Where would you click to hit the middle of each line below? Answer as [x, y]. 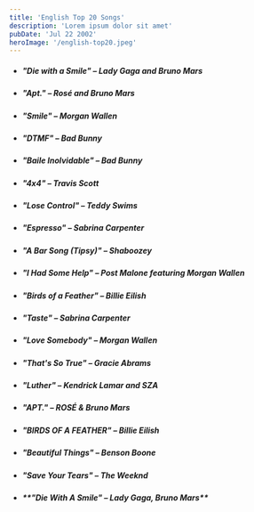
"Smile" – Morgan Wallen [70, 116]
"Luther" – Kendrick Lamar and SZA [90, 386]
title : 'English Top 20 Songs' [67, 17]
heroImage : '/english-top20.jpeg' [73, 42]
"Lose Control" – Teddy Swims [79, 206]
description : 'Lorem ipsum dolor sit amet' [91, 26]
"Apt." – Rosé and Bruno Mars [78, 93]
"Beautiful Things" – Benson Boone [89, 453]
